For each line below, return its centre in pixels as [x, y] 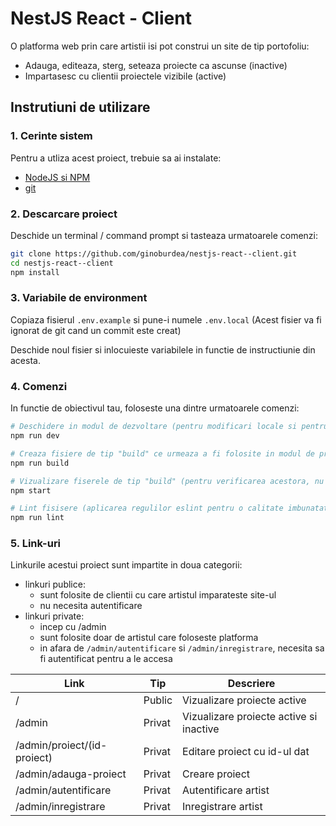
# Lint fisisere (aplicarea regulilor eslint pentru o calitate [147, 508]
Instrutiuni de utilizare [80, 107]
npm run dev [35, 436]
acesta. [25, 360]
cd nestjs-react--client [62, 263]
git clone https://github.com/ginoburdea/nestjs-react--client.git [154, 253]
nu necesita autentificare [91, 606]
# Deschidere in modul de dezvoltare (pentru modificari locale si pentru [169, 427]
